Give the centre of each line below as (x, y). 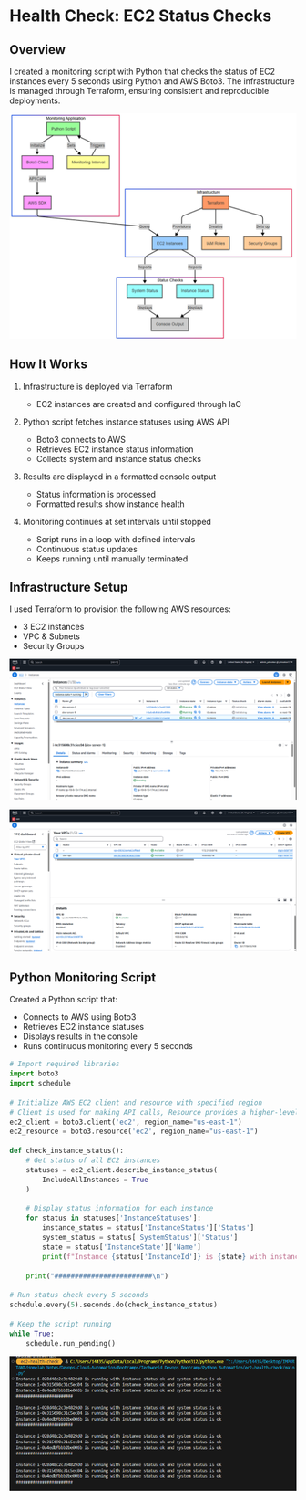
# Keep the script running (61, 1324)
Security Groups (53, 646)
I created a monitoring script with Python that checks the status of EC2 (143, 71)
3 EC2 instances (53, 627)
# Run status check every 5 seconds (79, 1295)
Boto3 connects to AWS (81, 439)
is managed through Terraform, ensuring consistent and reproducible (139, 91)
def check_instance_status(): (67, 1151)
